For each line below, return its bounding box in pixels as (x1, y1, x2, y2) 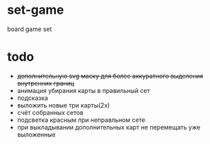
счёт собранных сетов (17, 108, 84, 116)
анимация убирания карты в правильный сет (17, 86, 150, 94)
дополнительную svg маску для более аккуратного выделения (17, 72, 203, 80)
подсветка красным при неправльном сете (17, 116, 146, 124)
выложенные (17, 130, 56, 138)
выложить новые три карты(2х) (17, 101, 110, 109)
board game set (7, 25, 52, 33)
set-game (7, 2, 64, 18)
